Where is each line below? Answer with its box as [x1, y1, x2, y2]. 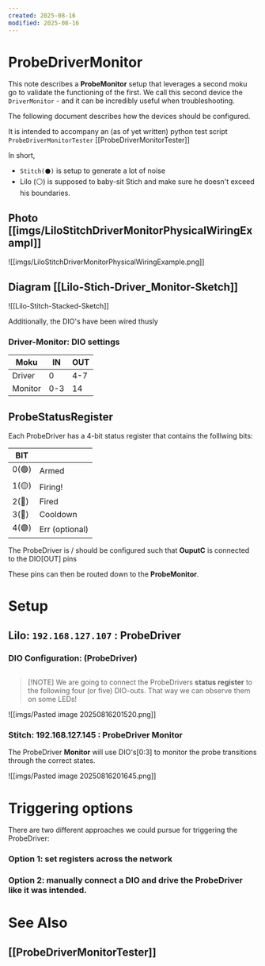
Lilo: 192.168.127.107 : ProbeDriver [8, 628, 182, 642]
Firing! [39, 481, 63, 493]
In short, [8, 151, 36, 160]
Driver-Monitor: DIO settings [8, 336, 120, 347]
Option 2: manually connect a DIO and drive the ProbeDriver [8, 875, 243, 886]
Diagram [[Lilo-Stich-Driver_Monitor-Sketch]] [8, 280, 239, 293]
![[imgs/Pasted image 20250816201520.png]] [8, 710, 157, 719]
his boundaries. [19, 188, 71, 198]
